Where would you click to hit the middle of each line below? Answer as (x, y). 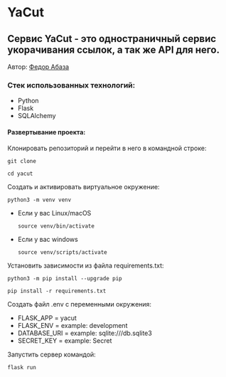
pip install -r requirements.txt (57, 291)
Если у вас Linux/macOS (54, 213)
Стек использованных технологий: (71, 85)
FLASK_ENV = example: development (72, 325)
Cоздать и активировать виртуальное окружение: (84, 186)
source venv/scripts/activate (63, 252)
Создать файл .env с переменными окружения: (79, 304)
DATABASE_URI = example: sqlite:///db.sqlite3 (85, 333)
